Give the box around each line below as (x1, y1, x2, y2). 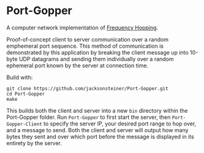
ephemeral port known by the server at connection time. (6, 62, 149, 69)
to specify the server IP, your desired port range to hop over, (43, 120, 197, 127)
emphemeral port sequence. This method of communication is (6, 42, 164, 50)
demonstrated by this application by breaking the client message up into (6, 48, 189, 56)
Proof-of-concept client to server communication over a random (6, 35, 168, 43)
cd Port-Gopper (6, 91, 45, 97)
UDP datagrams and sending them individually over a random (18, 55, 174, 62)
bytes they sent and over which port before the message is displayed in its (6, 133, 194, 140)
